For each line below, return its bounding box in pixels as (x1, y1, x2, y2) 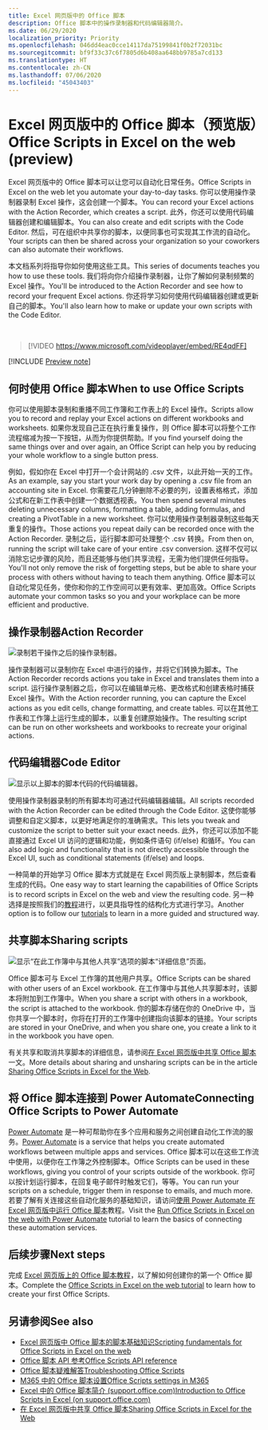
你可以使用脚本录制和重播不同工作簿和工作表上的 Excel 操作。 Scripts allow (8, 404, 254, 414)
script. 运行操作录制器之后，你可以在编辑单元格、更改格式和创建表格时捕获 (8, 683, 255, 693)
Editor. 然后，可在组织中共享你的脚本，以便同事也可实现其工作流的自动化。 (8, 227, 255, 237)
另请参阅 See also (8, 1314, 94, 1328)
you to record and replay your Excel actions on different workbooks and (8, 413, 244, 424)
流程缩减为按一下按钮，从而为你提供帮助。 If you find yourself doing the (8, 433, 243, 443)
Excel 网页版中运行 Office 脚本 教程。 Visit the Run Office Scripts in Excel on (8, 1205, 255, 1215)
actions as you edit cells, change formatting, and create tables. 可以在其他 (8, 703, 252, 713)
